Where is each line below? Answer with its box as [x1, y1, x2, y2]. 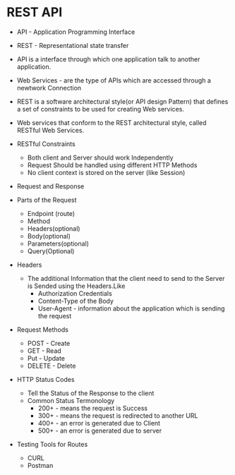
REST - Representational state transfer [16, 41, 129, 49]
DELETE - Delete [27, 361, 76, 370]
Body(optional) [27, 232, 71, 240]
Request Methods [16, 325, 68, 334]
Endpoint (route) [27, 209, 76, 217]
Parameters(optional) [27, 239, 90, 248]
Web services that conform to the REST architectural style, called [16, 118, 207, 127]
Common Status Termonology [27, 396, 115, 404]
